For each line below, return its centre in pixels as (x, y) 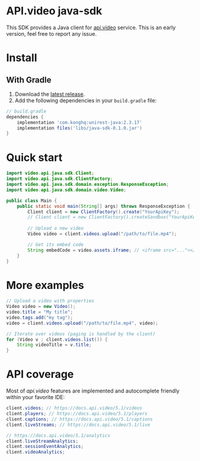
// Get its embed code (56, 244)
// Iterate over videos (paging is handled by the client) (81, 334)
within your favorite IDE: (36, 397)
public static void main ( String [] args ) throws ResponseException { (104, 206)
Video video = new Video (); (41, 307)
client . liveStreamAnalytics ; (42, 441)
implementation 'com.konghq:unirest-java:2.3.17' (80, 122)
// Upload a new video (56, 228)
